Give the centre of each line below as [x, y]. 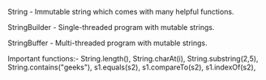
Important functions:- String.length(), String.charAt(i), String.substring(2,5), [133, 59]
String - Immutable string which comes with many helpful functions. [121, 12]
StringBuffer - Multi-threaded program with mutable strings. [107, 43]
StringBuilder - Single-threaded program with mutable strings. [112, 27]
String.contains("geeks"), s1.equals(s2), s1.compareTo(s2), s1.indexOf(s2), [132, 67]
